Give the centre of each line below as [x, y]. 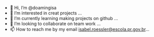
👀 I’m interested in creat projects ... [46, 13]
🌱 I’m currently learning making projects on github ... [64, 18]
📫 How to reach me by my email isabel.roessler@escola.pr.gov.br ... [80, 29]
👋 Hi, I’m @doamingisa [33, 8]
